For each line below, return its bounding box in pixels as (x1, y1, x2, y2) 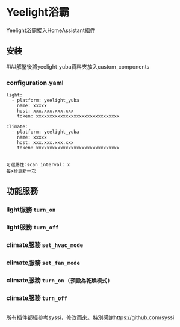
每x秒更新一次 (6, 168, 36, 175)
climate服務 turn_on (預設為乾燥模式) (6, 276, 111, 285)
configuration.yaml (6, 78, 64, 87)
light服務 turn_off (6, 223, 59, 232)
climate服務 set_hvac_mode (6, 241, 83, 249)
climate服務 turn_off (6, 293, 68, 302)
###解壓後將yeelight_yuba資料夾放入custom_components (6, 63, 150, 70)
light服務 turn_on (6, 205, 56, 214)
